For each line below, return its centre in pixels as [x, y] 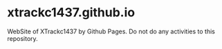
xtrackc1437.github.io [71, 13]
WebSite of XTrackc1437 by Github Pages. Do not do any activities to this [111, 31]
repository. [22, 38]
